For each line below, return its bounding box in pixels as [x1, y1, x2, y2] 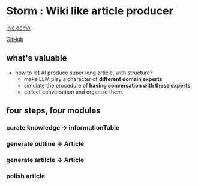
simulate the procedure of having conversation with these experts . [23, 82, 192, 89]
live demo [6, 24, 31, 31]
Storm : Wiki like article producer [6, 4, 174, 18]
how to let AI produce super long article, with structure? [14, 69, 153, 76]
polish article [6, 172, 46, 180]
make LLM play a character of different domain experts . [23, 75, 164, 82]
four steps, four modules [6, 106, 101, 116]
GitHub [6, 35, 24, 43]
